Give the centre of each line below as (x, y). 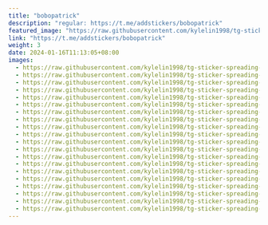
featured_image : (35, 30)
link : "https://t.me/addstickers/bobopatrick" (87, 38)
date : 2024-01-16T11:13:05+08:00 (64, 53)
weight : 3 (25, 45)
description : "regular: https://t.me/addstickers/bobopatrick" (116, 23)
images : (21, 61)
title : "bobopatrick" (44, 16)
